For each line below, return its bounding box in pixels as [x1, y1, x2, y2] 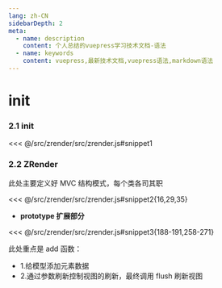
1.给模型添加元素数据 [19, 261, 90, 270]
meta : [8, 27, 27, 35]
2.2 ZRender [8, 159, 59, 170]
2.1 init [8, 120, 35, 131]
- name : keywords [15, 49, 74, 57]
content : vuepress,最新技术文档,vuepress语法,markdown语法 [23, 57, 214, 65]
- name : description [15, 34, 85, 43]
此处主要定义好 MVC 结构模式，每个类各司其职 [8, 178, 163, 188]
